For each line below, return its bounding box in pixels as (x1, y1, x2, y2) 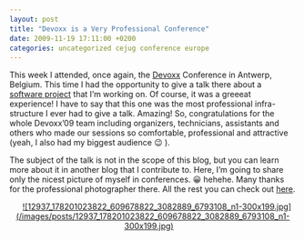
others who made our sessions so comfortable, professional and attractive (9, 127, 289, 138)
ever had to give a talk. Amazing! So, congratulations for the (49, 108, 275, 119)
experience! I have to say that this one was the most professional (9, 98, 253, 109)
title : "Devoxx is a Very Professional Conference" (9, 24, 209, 34)
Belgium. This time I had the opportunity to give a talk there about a (9, 79, 262, 90)
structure (9, 108, 44, 119)
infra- (254, 98, 276, 109)
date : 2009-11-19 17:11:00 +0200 (9, 34, 137, 43)
